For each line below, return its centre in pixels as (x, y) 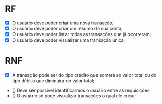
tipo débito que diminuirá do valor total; (53, 81)
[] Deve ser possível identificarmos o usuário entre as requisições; (82, 91)
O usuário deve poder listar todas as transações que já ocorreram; (82, 34)
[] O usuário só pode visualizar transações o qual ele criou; (74, 96)
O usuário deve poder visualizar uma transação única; (69, 40)
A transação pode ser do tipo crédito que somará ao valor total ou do (84, 75)
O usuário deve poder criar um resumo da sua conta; (67, 29)
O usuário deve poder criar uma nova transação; (63, 23)
